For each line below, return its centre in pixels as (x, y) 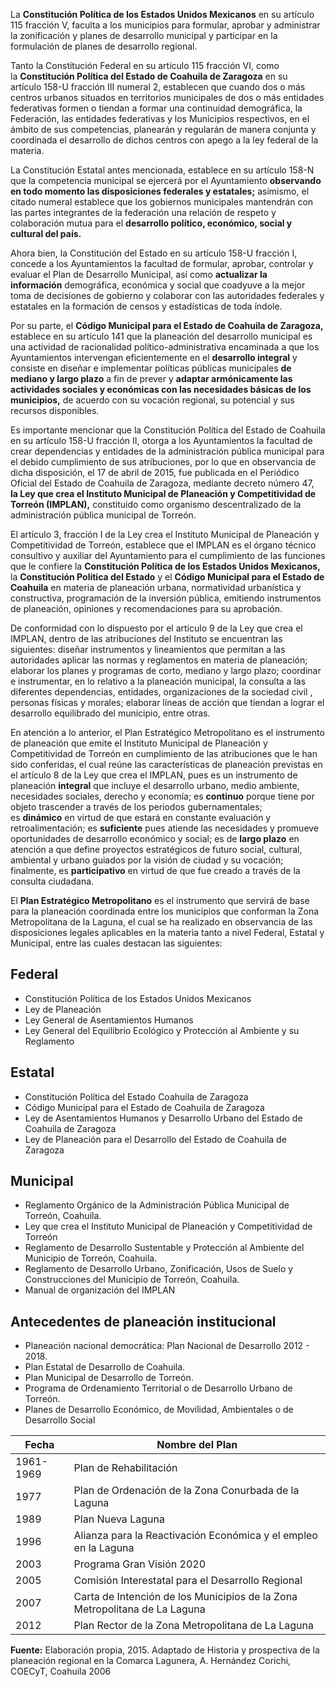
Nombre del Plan (197, 1445)
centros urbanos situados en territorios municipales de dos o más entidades (167, 97)
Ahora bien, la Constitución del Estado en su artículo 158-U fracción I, (154, 253)
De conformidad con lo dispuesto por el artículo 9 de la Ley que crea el (156, 628)
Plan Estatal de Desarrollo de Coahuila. (105, 1367)
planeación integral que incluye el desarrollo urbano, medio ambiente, (155, 785)
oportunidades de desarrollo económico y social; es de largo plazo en (155, 838)
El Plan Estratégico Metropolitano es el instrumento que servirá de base (160, 900)
